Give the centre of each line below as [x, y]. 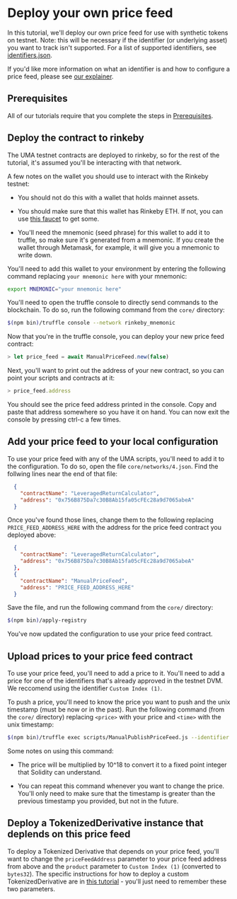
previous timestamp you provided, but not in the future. [98, 801]
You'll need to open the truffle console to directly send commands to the [113, 303]
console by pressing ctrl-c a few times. [64, 419]
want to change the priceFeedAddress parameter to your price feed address [117, 859]
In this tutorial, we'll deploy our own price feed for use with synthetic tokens [118, 33]
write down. [35, 255]
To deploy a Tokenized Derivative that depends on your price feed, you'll [113, 851]
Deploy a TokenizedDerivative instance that [105, 823]
